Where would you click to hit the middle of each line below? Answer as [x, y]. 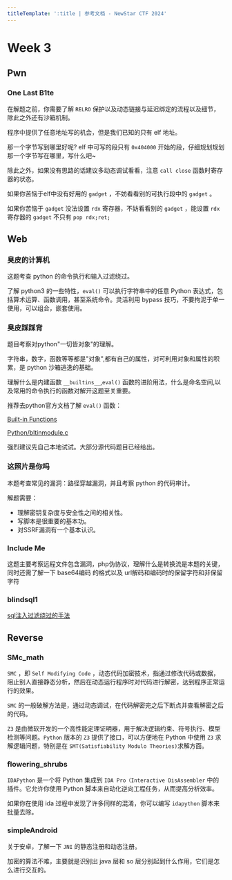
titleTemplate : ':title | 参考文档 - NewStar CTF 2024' [87, 13]
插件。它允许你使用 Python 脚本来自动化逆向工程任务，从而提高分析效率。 [113, 789]
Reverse [25, 638]
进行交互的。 [31, 870]
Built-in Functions [32, 420]
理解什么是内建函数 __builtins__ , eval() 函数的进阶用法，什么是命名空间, [111, 382]
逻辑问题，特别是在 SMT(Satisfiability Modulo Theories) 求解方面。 [110, 746]
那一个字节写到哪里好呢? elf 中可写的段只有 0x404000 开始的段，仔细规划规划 [116, 147]
